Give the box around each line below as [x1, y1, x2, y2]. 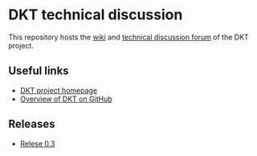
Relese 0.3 [19, 138, 55, 148]
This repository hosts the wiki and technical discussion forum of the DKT [8, 32, 249, 42]
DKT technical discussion [8, 6, 183, 24]
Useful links [8, 64, 70, 78]
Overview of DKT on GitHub [19, 94, 112, 104]
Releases [8, 117, 55, 131]
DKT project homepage [19, 85, 98, 95]
